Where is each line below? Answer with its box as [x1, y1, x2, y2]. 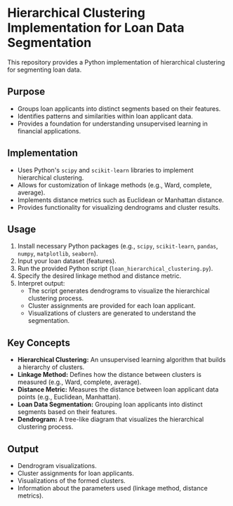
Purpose [7, 86, 46, 98]
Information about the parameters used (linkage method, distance [17, 484, 208, 492]
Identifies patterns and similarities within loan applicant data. [17, 112, 193, 120]
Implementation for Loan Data [7, 20, 185, 36]
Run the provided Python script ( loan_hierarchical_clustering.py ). [17, 265, 213, 273]
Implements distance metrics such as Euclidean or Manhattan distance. [17, 195, 225, 204]
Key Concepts [7, 337, 70, 349]
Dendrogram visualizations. [17, 462, 97, 470]
